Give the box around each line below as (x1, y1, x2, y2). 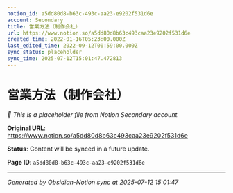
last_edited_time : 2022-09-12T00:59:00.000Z (7, 42, 138, 49)
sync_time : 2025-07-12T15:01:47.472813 (7, 55, 123, 62)
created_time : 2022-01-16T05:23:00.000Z (7, 36, 126, 43)
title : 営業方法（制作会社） (7, 23, 81, 30)
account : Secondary (7, 17, 64, 24)
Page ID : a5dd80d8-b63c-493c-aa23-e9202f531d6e (7, 158, 146, 166)
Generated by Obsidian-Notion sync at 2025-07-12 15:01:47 (7, 178, 179, 186)
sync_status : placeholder (7, 49, 82, 56)
